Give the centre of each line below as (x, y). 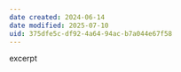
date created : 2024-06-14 (57, 17)
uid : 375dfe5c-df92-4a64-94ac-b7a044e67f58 (91, 33)
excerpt (23, 59)
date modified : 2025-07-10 (59, 25)
